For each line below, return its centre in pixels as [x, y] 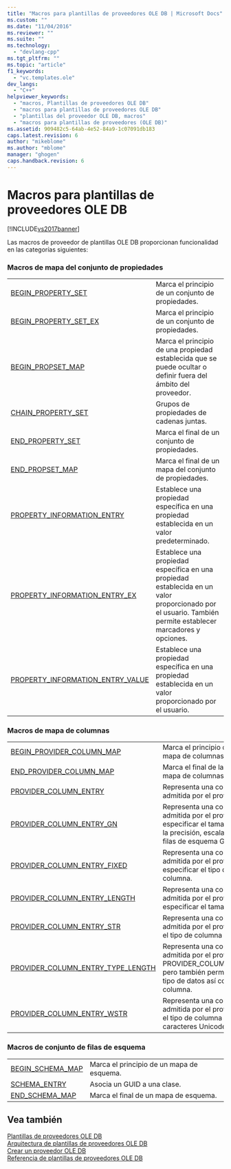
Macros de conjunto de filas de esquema [76, 1047]
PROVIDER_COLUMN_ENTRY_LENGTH [73, 898]
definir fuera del [181, 375]
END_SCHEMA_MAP [44, 1095]
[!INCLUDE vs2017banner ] [44, 229]
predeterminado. [183, 540]
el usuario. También [187, 612]
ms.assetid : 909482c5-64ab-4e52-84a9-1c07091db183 [81, 129]
